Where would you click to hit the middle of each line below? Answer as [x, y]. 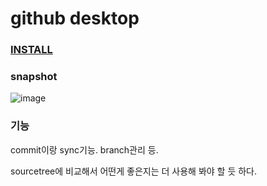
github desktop [75, 18]
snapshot [34, 77]
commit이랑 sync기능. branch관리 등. [84, 149]
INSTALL [31, 50]
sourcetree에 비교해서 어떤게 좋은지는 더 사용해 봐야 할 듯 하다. [134, 171]
